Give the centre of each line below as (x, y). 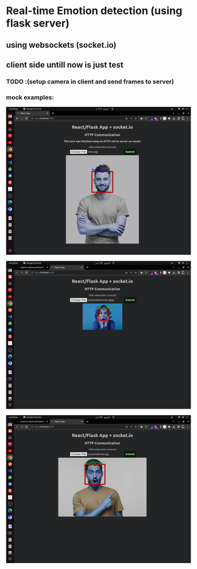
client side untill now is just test (65, 65)
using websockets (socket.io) (61, 45)
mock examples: (30, 97)
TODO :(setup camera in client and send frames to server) (90, 82)
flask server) (38, 23)
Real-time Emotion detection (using (94, 11)
